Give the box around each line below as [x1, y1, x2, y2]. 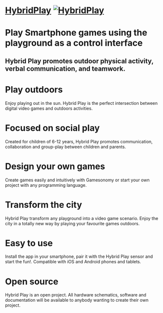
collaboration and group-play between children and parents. [5, 144, 126, 150]
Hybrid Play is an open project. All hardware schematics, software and [5, 292, 146, 298]
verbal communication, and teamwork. [5, 64, 126, 73]
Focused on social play [5, 122, 100, 134]
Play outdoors [5, 84, 63, 95]
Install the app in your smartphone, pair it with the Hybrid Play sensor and [5, 254, 153, 259]
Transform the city [5, 199, 82, 210]
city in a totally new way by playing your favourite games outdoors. [5, 220, 140, 226]
